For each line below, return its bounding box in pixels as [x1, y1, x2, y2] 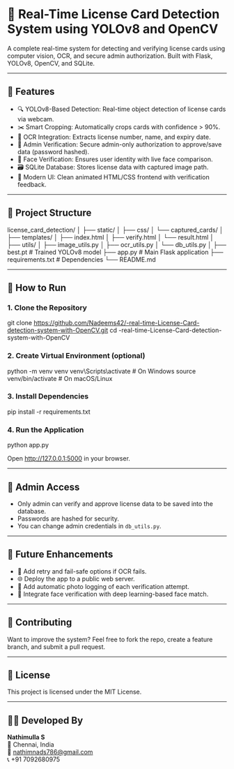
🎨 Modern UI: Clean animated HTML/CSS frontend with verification [17, 172, 210, 181]
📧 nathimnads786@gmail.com [7, 748, 93, 756]
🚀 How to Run [7, 282, 67, 294]
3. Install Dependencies [7, 391, 89, 401]
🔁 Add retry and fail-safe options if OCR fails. [17, 567, 147, 575]
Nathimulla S [7, 733, 45, 742]
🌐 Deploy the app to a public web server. [17, 574, 135, 583]
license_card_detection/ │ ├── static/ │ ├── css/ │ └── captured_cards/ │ [7, 225, 224, 234]
